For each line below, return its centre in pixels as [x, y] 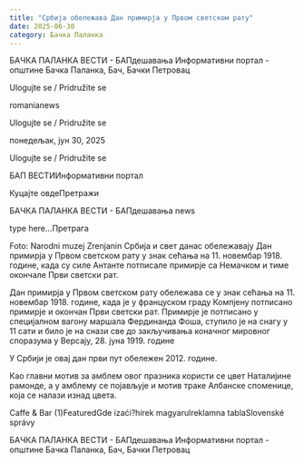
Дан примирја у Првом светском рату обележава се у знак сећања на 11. [152, 292]
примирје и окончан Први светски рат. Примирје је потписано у [134, 312]
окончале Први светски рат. [64, 275]
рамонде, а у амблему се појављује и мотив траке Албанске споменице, [152, 386]
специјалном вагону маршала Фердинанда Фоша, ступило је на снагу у [149, 321]
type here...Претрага [49, 229]
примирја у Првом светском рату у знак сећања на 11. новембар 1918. [146, 256]
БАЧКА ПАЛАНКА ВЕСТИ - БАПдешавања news [102, 211]
